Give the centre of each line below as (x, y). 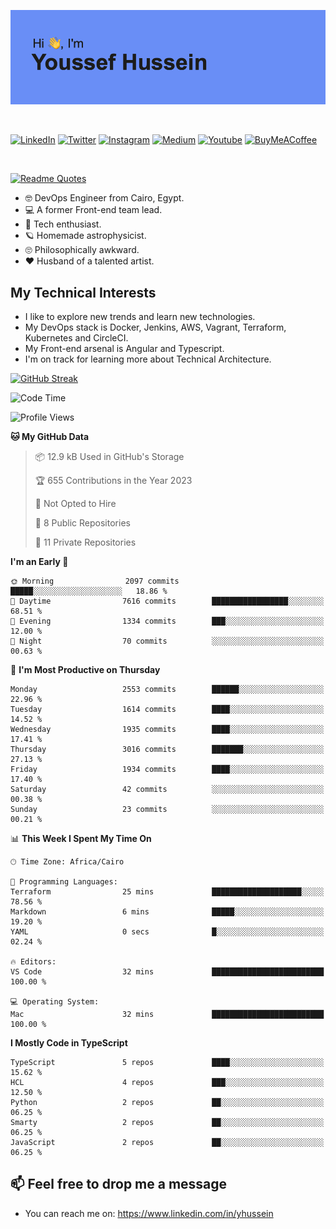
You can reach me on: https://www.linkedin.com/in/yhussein (149, 1213)
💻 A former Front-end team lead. (93, 210)
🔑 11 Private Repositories (85, 542)
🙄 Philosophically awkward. (82, 250)
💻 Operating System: (55, 1002)
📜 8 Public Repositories (82, 523)
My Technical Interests (83, 292)
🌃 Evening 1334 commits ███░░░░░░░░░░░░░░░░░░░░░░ (167, 621)
